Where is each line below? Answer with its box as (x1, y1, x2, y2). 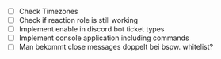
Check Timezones (18, 7, 78, 16)
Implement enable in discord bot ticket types (18, 24, 165, 34)
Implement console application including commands (18, 33, 189, 42)
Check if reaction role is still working (18, 16, 139, 25)
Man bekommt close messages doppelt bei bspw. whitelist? (18, 42, 214, 52)
